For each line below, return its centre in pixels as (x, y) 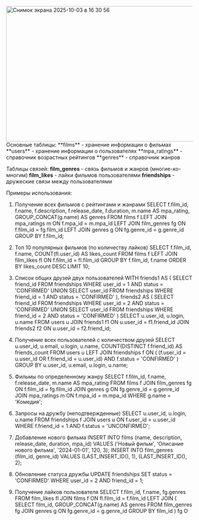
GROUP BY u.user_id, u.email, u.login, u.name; (71, 365)
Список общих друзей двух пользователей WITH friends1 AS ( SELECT (103, 278)
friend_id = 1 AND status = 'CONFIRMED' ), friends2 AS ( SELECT (94, 297)
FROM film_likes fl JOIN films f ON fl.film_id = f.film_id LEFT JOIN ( (96, 498)
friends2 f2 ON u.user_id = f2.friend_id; (63, 328)
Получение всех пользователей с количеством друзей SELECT (95, 340)
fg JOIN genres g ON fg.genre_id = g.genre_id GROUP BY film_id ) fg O (101, 511)
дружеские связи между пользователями (59, 181)
